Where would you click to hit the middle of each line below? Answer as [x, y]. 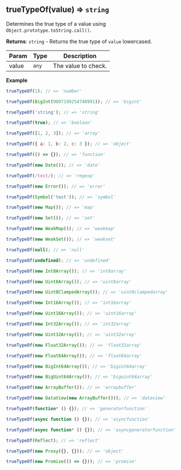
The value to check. [80, 66]
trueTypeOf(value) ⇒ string [58, 10]
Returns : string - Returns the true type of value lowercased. [79, 41]
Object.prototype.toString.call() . [49, 30]
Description [80, 56]
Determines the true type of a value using [56, 23]
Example [17, 80]
